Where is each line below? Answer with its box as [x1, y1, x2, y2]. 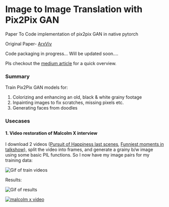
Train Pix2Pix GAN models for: [5, 84, 68, 90]
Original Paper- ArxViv [5, 40, 52, 46]
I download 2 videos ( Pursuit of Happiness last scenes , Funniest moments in [5, 141, 164, 147]
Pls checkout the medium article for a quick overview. [5, 60, 117, 66]
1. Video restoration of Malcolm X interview [5, 130, 97, 136]
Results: [5, 177, 22, 183]
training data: [5, 158, 33, 164]
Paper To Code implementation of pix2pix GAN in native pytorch [5, 31, 139, 37]
